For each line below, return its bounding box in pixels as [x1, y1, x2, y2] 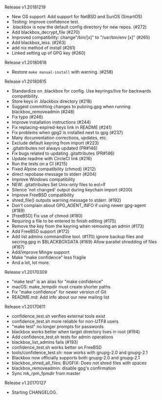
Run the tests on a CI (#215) [11, 161, 68, 166]
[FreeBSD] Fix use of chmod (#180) [11, 213, 83, 218]
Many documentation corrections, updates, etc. [11, 135, 108, 141]
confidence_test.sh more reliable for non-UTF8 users [11, 318, 119, 324]
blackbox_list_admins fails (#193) [11, 339, 79, 345]
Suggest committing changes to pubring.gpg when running [11, 104, 131, 109]
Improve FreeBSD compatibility [11, 192, 74, 198]
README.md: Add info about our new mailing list [11, 294, 110, 300]
